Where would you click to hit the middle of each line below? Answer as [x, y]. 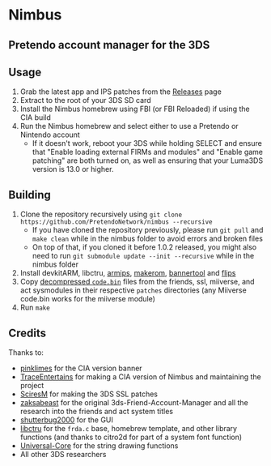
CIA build [35, 118]
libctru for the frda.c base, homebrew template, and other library [128, 429]
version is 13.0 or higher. [73, 169]
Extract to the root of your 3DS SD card [85, 100]
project [32, 386]
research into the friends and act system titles [97, 412]
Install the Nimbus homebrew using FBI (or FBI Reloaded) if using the [135, 109]
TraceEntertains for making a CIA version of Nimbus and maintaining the [140, 377]
